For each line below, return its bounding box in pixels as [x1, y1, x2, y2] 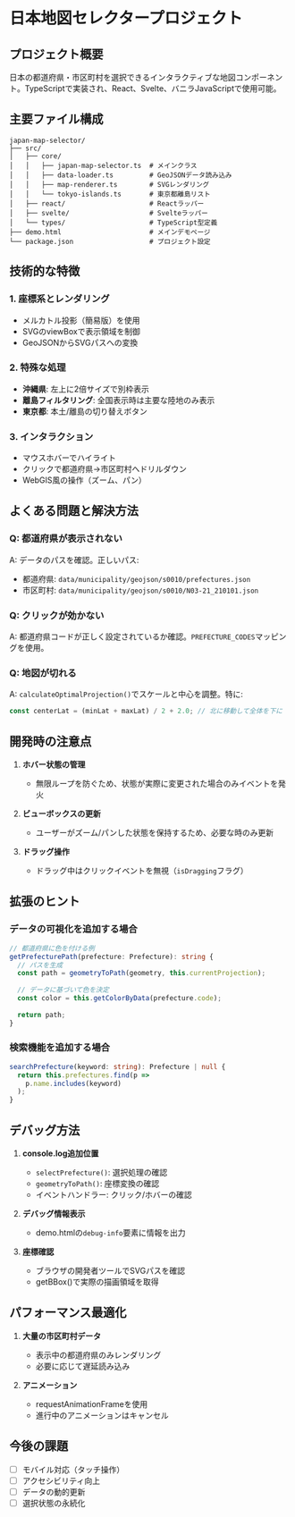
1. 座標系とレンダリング [9, 292, 110, 305]
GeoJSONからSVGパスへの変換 [21, 337, 139, 348]
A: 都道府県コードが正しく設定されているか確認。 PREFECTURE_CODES [9, 631, 256, 642]
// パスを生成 [17, 960, 63, 970]
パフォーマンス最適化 [9, 1305, 127, 1320]
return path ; [17, 1010, 66, 1019]
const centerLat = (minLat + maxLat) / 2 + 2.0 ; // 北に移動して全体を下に [9, 707, 283, 716]
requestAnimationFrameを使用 [35, 1398, 148, 1409]
